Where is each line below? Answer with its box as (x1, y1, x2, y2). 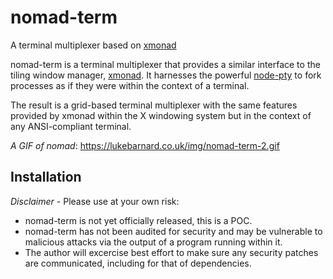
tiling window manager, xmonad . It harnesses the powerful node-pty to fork (10, 69, 322, 81)
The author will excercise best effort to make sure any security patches (24, 246, 319, 258)
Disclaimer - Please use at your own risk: (10, 195, 180, 207)
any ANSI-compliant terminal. (10, 120, 132, 132)
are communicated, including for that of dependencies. (24, 257, 252, 269)
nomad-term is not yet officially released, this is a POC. (24, 214, 253, 226)
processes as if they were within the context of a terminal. (10, 79, 250, 91)
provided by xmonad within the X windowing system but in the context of (10, 109, 312, 121)
